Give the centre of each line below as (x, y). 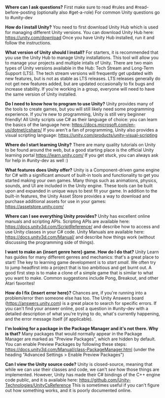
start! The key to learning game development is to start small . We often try (81, 262)
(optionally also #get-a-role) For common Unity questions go (98, 12)
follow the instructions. (28, 43)
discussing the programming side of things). (50, 242)
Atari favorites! (20, 283)
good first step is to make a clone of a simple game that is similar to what (79, 273)
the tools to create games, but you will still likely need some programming (80, 109)
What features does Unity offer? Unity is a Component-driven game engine (82, 170)
